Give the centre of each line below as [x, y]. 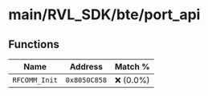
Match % [132, 67]
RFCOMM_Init [35, 80]
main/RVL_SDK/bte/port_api [104, 15]
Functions [34, 44]
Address [86, 67]
